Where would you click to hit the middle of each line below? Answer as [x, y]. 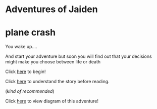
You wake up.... [21, 47]
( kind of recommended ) [30, 91]
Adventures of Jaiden [51, 9]
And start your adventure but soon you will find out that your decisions [79, 56]
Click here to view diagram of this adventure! [52, 101]
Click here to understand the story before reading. [57, 82]
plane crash [31, 33]
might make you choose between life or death [53, 62]
